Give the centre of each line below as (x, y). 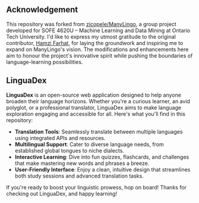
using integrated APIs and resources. (60, 138)
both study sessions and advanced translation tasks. (79, 176)
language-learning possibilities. (45, 62)
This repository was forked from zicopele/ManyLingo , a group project (91, 24)
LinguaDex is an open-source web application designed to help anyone (94, 95)
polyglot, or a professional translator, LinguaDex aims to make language (94, 107)
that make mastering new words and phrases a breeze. (82, 163)
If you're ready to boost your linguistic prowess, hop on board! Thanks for (97, 187)
